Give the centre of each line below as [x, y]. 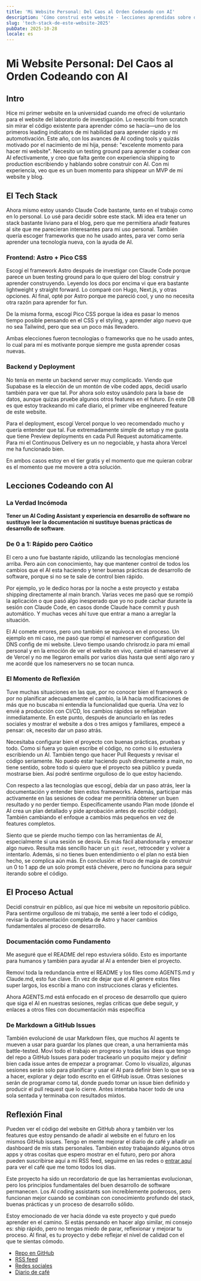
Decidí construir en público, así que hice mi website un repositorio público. [98, 907]
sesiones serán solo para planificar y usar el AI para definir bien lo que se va [100, 1070]
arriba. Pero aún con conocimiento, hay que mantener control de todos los [98, 563]
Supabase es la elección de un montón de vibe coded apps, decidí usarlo [97, 386]
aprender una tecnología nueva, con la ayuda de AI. [70, 242]
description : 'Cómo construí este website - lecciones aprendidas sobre [99, 17]
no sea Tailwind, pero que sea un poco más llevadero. [73, 327]
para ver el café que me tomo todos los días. [61, 1167]
